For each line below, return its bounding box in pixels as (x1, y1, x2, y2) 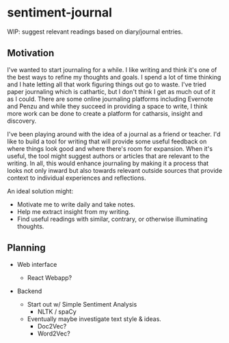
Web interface (16, 260, 57, 268)
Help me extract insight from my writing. (16, 207, 131, 215)
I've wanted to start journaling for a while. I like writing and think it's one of (7, 65, 217, 73)
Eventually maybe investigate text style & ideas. (27, 314, 162, 323)
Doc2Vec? (37, 322, 67, 330)
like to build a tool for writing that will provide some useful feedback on (7, 137, 207, 145)
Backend (16, 287, 42, 295)
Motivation (7, 47, 55, 59)
